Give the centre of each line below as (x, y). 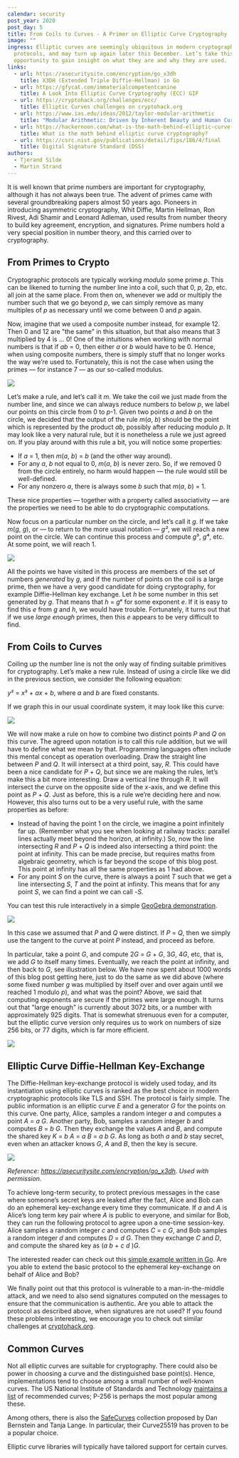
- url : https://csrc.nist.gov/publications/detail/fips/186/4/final (117, 140)
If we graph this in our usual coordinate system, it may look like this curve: (116, 707)
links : (17, 67)
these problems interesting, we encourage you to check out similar (105, 1319)
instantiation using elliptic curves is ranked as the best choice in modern (113, 1091)
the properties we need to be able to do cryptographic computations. (108, 507)
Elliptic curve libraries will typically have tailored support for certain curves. (118, 1447)
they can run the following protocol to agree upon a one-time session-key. (116, 1223)
